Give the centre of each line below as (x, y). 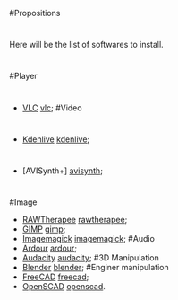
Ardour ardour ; (50, 248)
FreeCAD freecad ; (55, 277)
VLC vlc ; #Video (52, 108)
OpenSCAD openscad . (64, 287)
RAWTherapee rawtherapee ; (75, 220)
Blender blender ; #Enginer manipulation (95, 268)
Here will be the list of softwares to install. (86, 45)
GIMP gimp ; (44, 229)
